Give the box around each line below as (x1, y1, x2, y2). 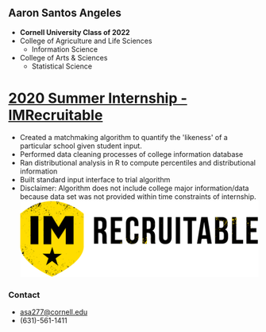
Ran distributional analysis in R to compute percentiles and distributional (19, 158, 256, 167)
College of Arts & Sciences (19, 53, 108, 62)
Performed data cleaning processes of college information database (19, 149, 244, 158)
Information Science (31, 44, 98, 54)
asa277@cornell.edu (19, 307, 88, 317)
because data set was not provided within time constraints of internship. (19, 191, 256, 201)
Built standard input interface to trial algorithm (19, 174, 171, 184)
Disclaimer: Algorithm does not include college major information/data (19, 183, 249, 193)
